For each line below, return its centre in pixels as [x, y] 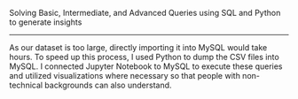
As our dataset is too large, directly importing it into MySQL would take [138, 47]
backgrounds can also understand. [108, 85]
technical [26, 85]
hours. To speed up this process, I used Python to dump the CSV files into [144, 57]
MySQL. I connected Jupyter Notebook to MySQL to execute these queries [146, 66]
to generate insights [46, 22]
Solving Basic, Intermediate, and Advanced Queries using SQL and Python [145, 13]
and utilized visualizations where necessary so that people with [125, 76]
